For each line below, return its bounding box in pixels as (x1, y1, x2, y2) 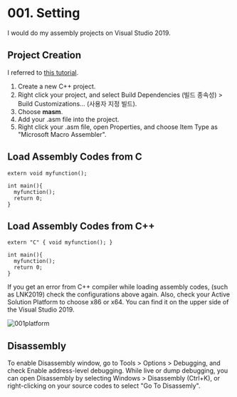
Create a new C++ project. (17, 82, 96, 91)
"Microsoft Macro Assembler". (17, 130, 107, 138)
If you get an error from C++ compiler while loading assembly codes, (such (7, 283, 228, 292)
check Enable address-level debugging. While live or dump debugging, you (7, 366, 228, 375)
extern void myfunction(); (7, 170, 88, 177)
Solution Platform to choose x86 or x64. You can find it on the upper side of (7, 298, 229, 306)
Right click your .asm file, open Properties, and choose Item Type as (17, 123, 218, 131)
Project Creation (7, 49, 82, 61)
